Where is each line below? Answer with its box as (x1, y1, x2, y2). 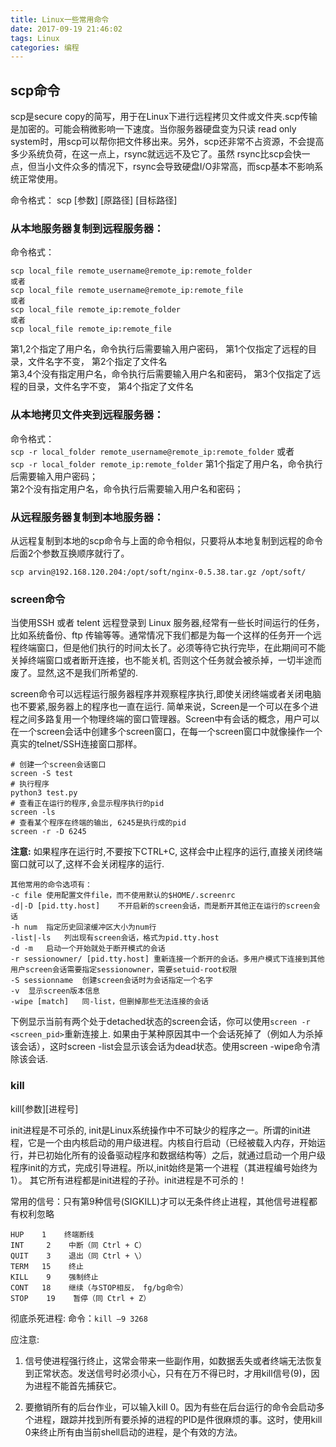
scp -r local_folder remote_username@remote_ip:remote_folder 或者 (10, 445, 295, 457)
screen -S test (10, 769, 74, 779)
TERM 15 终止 (10, 1261, 84, 1271)
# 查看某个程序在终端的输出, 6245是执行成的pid (10, 818, 187, 828)
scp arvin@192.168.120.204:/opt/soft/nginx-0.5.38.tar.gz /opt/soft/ (10, 567, 307, 577)
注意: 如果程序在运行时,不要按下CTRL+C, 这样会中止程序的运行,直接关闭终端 (10, 846, 323, 858)
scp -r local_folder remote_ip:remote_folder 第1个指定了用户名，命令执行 (10, 457, 323, 470)
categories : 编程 (10, 42, 80, 53)
